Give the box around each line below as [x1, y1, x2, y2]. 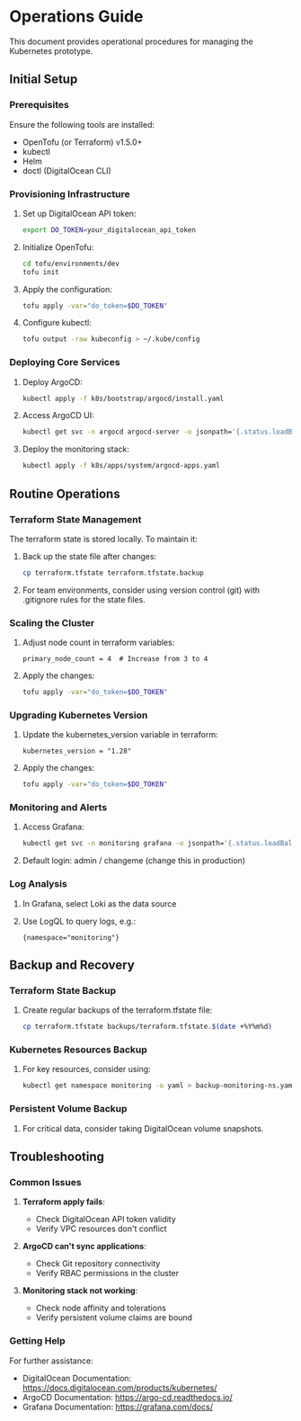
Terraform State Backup [9, 984, 117, 996]
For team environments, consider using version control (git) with [22, 585, 261, 595]
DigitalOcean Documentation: [22, 1372, 132, 1383]
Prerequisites [9, 99, 69, 112]
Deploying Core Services [9, 356, 120, 369]
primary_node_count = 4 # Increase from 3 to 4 [22, 655, 208, 664]
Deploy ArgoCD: [22, 376, 83, 388]
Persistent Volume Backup [9, 1103, 128, 1115]
